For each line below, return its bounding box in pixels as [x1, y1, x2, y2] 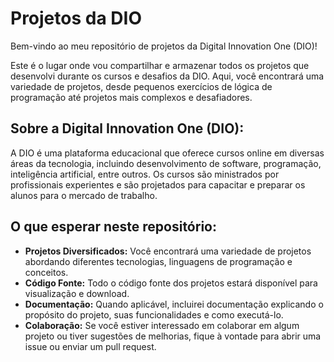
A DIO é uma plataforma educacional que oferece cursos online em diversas [10, 147, 325, 159]
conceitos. [24, 266, 69, 278]
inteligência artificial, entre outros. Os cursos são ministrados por [10, 168, 280, 180]
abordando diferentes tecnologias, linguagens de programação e [24, 255, 293, 267]
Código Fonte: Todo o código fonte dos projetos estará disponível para [24, 277, 318, 289]
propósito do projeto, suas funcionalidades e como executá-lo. [24, 308, 284, 321]
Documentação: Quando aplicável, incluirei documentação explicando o [24, 298, 324, 310]
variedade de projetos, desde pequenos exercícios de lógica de [10, 80, 273, 92]
